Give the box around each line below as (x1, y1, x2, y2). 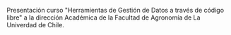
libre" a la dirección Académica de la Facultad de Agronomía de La (6, 13, 201, 22)
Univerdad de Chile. (6, 21, 64, 29)
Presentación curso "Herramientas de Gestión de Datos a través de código (6, 6, 224, 14)
